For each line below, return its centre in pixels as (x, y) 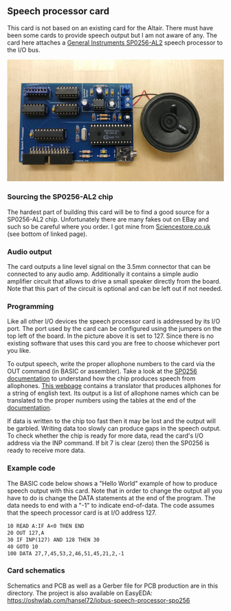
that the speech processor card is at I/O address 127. (82, 513)
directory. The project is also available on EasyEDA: (80, 593)
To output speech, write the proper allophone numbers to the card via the (111, 364)
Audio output (30, 252)
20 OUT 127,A (26, 533)
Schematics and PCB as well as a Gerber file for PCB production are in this (113, 586)
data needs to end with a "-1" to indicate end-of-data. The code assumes (111, 505)
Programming (30, 306)
